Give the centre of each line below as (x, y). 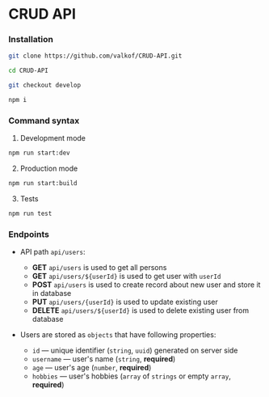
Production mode (49, 169)
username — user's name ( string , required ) (104, 359)
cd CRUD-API (28, 71)
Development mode (53, 138)
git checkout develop (45, 86)
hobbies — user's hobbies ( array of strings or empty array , (132, 376)
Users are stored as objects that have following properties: (118, 335)
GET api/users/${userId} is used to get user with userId (126, 277)
